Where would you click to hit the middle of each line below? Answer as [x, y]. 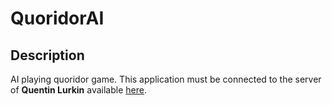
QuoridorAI [57, 18]
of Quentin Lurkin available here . [78, 90]
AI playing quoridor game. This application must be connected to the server [166, 79]
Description [47, 55]
